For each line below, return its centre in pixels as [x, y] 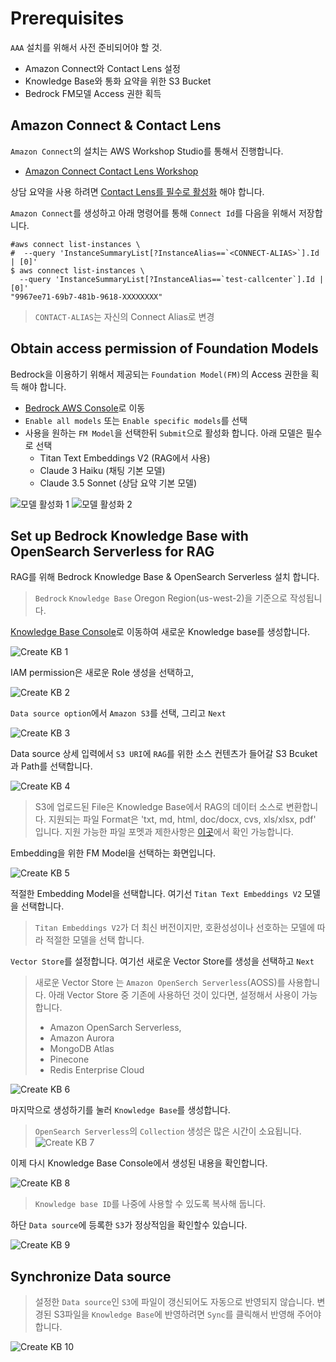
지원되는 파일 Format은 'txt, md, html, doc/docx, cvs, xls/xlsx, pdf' [182, 819]
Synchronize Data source [91, 1276]
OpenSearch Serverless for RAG [112, 551]
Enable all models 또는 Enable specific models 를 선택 [136, 420]
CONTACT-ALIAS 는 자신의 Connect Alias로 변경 [124, 316]
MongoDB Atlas [82, 1049]
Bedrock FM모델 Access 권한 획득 [93, 93]
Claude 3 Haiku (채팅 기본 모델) [102, 470]
